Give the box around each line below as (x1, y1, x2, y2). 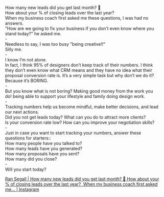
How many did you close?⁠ (5, 156, 57, 162)
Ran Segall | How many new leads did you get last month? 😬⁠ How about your (5, 176, 160, 182)
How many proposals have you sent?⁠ (5, 151, 80, 157)
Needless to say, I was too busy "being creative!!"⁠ (5, 41, 106, 47)
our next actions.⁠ (5, 109, 39, 115)
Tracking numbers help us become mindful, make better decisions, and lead (5, 104, 159, 110)
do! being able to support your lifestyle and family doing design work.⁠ (5, 93, 145, 99)
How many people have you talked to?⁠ (5, 141, 82, 146)
